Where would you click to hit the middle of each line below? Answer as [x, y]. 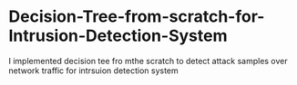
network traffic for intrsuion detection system [93, 71]
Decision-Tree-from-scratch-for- [137, 17]
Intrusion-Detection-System [118, 36]
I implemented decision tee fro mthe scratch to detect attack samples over [148, 61]
